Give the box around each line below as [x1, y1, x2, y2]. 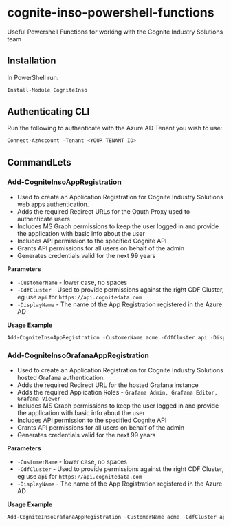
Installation [7, 55, 56, 67]
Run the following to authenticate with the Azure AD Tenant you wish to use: [7, 124, 223, 132]
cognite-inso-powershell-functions [7, 5, 214, 21]
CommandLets [7, 157, 71, 168]
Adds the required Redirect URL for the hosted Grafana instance [16, 381, 199, 389]
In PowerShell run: [7, 73, 59, 81]
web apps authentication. [16, 200, 89, 208]
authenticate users [16, 215, 71, 223]
